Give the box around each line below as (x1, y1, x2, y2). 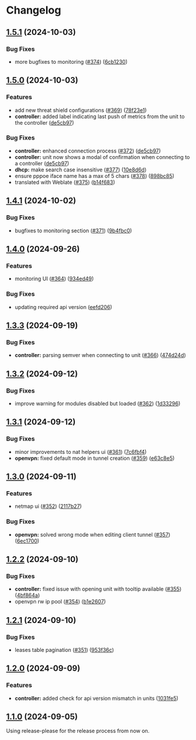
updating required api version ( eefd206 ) (14, 303, 112, 310)
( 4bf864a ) (14, 592, 40, 599)
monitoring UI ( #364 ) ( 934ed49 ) (14, 275, 94, 283)
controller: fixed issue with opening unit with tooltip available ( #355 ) (14, 586, 182, 593)
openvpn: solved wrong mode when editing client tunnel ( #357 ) (14, 531, 171, 538)
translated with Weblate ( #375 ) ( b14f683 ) (14, 178, 115, 186)
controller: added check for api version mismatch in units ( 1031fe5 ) (14, 694, 179, 702)
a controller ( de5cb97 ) (14, 160, 70, 167)
